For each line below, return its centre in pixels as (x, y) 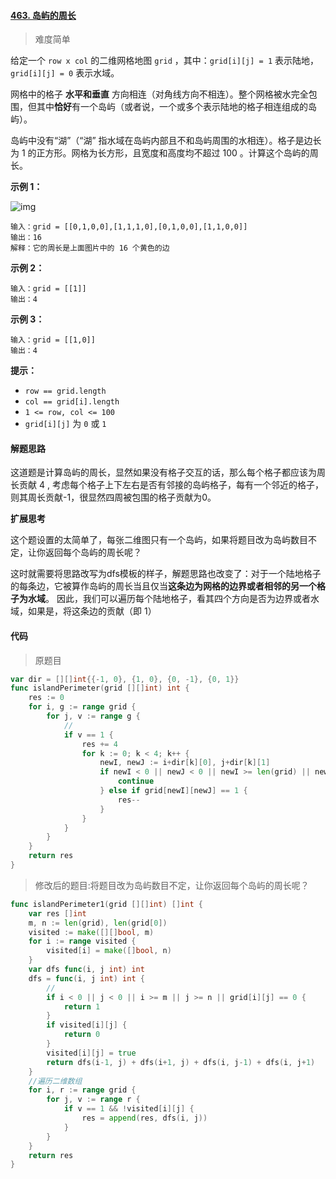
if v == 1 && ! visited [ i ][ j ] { (129, 1109)
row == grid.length (65, 391)
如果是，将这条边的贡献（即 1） (92, 611)
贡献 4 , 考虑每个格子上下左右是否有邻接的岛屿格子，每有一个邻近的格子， (171, 485)
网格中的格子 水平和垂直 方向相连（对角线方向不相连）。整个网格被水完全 (159, 94)
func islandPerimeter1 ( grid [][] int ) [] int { (106, 904)
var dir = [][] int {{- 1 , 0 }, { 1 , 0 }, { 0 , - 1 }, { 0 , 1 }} (125, 679)
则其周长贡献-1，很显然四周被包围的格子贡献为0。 (113, 497)
